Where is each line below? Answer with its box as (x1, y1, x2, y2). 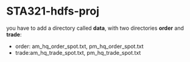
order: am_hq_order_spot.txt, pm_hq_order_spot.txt (15, 43, 144, 50)
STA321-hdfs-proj (6, 4, 99, 18)
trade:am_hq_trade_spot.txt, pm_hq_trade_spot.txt (15, 49, 141, 56)
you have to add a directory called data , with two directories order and (6, 24, 185, 32)
